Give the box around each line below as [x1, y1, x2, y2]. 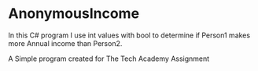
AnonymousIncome [8, 5, 140, 23]
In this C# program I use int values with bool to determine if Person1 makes [8, 30, 250, 40]
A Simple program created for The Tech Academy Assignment [8, 54, 210, 63]
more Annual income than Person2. [8, 38, 123, 48]
